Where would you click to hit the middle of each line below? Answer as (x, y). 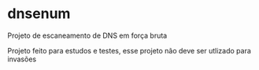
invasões (22, 59)
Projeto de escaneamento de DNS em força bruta (87, 35)
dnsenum (39, 14)
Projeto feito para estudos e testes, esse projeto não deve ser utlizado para (129, 50)
